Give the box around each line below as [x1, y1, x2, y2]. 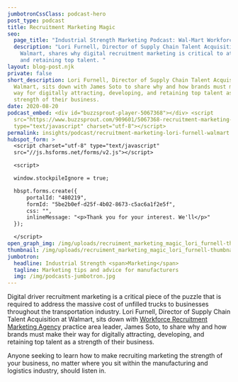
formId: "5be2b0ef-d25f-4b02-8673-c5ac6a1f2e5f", [25, 200, 176, 208]
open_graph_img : [7, 240, 55, 247]
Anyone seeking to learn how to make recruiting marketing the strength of [7, 351, 223, 360]
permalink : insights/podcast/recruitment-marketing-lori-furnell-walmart [7, 129, 230, 136]
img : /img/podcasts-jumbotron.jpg [13, 273, 115, 280]
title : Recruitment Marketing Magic [7, 23, 115, 31]
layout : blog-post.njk [7, 63, 74, 70]
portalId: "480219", [25, 194, 87, 201]
